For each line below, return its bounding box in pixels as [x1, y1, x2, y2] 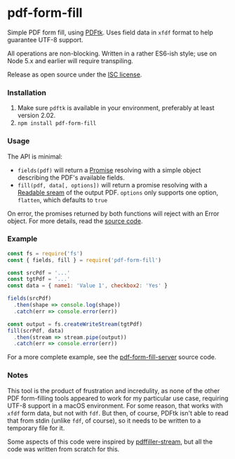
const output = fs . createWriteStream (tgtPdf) [7, 321, 142, 328]
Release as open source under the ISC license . [7, 70, 142, 79]
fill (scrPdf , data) [7, 327, 65, 334]
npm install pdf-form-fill [17, 120, 97, 127]
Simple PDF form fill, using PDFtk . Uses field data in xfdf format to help [7, 28, 214, 36]
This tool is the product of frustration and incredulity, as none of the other [7, 386, 220, 394]
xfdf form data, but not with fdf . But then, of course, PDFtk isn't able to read [7, 408, 229, 417]
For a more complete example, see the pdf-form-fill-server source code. [7, 353, 217, 361]
